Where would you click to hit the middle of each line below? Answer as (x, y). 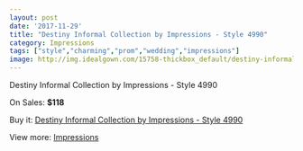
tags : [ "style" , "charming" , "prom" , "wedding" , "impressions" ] (125, 51)
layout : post (34, 18)
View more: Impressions (54, 137)
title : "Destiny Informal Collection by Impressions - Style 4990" (139, 34)
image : (22, 59)
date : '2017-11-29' (46, 26)
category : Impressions (52, 43)
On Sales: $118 (37, 102)
